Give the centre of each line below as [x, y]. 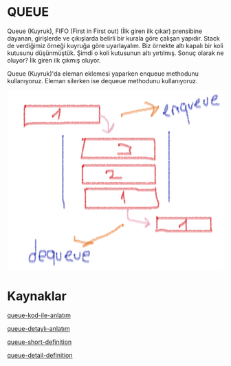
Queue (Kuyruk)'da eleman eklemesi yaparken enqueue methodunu [103, 74]
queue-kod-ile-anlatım [39, 315]
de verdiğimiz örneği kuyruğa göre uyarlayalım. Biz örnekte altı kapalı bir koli [115, 45]
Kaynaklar [37, 296]
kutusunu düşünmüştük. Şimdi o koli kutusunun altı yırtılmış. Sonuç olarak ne [115, 53]
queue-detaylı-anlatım [38, 329]
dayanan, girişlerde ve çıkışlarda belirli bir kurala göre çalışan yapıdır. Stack [113, 38]
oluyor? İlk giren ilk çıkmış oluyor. [54, 60]
